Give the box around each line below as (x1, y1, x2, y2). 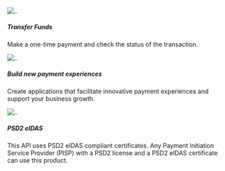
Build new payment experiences (7, 70, 102, 78)
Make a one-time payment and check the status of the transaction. (7, 40, 198, 48)
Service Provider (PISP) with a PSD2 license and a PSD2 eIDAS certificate (7, 149, 218, 157)
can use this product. (7, 156, 68, 164)
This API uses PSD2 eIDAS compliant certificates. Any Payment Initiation (7, 141, 215, 149)
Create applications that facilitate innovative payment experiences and (7, 87, 209, 95)
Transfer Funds (7, 22, 53, 31)
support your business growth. (7, 94, 95, 103)
